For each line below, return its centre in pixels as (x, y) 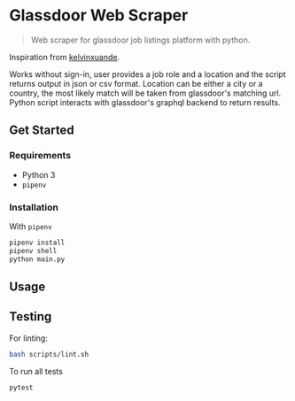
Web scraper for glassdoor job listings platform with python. (140, 40)
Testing (31, 316)
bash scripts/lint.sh (49, 354)
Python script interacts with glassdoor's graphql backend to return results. (145, 102)
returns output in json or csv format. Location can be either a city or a (136, 83)
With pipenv (31, 226)
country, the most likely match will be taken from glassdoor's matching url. (145, 93)
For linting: (29, 338)
